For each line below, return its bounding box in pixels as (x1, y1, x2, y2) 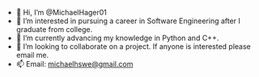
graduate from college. (15, 25, 93, 34)
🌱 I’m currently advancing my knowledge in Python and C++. (15, 33, 219, 43)
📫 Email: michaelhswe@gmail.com (15, 59, 134, 68)
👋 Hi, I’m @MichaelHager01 (15, 8, 108, 17)
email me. (15, 51, 49, 59)
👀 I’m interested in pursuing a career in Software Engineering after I (15, 16, 241, 26)
